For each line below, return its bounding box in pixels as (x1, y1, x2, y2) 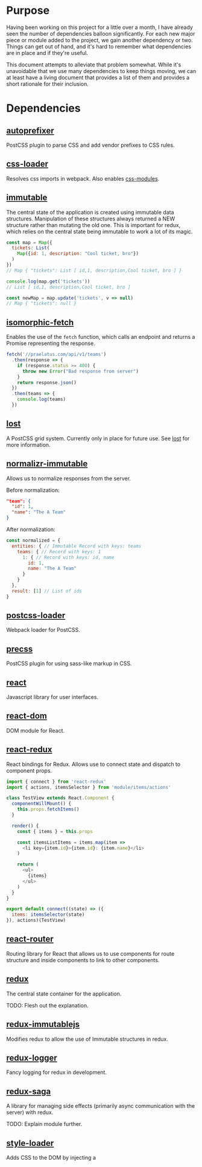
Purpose (6, 4, 50, 18)
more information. (6, 441, 51, 448)
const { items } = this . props (17, 828, 93, 834)
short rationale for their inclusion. (6, 80, 89, 88)
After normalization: (6, 526, 55, 533)
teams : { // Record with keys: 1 (17, 548, 101, 555)
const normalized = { (6, 538, 61, 544)
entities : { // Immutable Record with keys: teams (11, 543, 142, 549)
